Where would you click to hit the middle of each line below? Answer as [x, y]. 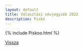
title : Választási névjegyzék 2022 [42, 14]
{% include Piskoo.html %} [32, 33]
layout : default [22, 10]
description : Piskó [25, 19]
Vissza [12, 43]
